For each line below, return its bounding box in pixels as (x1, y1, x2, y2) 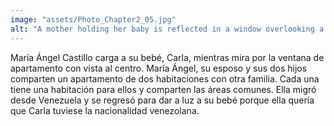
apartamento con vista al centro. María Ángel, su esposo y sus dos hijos (10, 62, 308, 74)
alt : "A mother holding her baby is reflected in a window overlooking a (10, 24, 325, 34)
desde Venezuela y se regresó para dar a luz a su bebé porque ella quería (10, 94, 315, 106)
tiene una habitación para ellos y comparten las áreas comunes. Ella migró (10, 83, 317, 95)
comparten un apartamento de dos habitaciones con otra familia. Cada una (10, 72, 320, 85)
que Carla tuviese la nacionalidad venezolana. (10, 104, 200, 116)
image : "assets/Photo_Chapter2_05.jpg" (10, 14, 177, 25)
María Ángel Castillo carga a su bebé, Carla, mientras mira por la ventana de (10, 51, 325, 63)
